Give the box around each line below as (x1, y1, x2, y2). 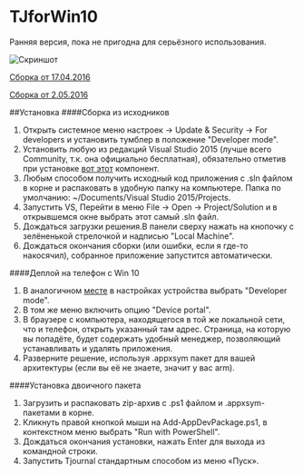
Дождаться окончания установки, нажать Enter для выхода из (22, 436, 266, 447)
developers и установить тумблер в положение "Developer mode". (22, 134, 279, 144)
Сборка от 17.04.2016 (9, 71, 91, 83)
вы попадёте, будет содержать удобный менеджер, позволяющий (22, 333, 281, 344)
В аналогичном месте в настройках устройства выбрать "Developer (22, 284, 288, 296)
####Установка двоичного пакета (9, 380, 142, 391)
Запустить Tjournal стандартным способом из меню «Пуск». (22, 455, 259, 466)
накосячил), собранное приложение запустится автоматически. (22, 250, 273, 261)
